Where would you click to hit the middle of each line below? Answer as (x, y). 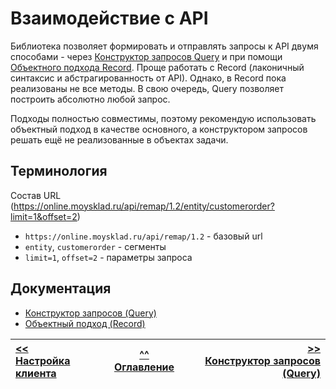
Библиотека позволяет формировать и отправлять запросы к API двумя (164, 46)
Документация (61, 288)
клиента (36, 373)
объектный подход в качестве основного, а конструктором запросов (159, 129)
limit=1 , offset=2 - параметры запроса (108, 257)
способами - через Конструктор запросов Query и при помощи (146, 56)
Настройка (43, 360)
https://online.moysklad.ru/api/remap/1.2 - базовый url (143, 236)
